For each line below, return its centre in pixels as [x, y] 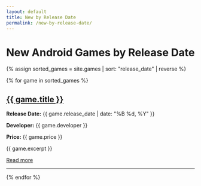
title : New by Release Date [41, 17]
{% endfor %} [23, 178]
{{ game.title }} [35, 99]
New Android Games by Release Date [100, 52]
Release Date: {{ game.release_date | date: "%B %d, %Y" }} [80, 114]
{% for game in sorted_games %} [47, 81]
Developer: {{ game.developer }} [47, 126]
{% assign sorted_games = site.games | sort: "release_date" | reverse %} [96, 69]
